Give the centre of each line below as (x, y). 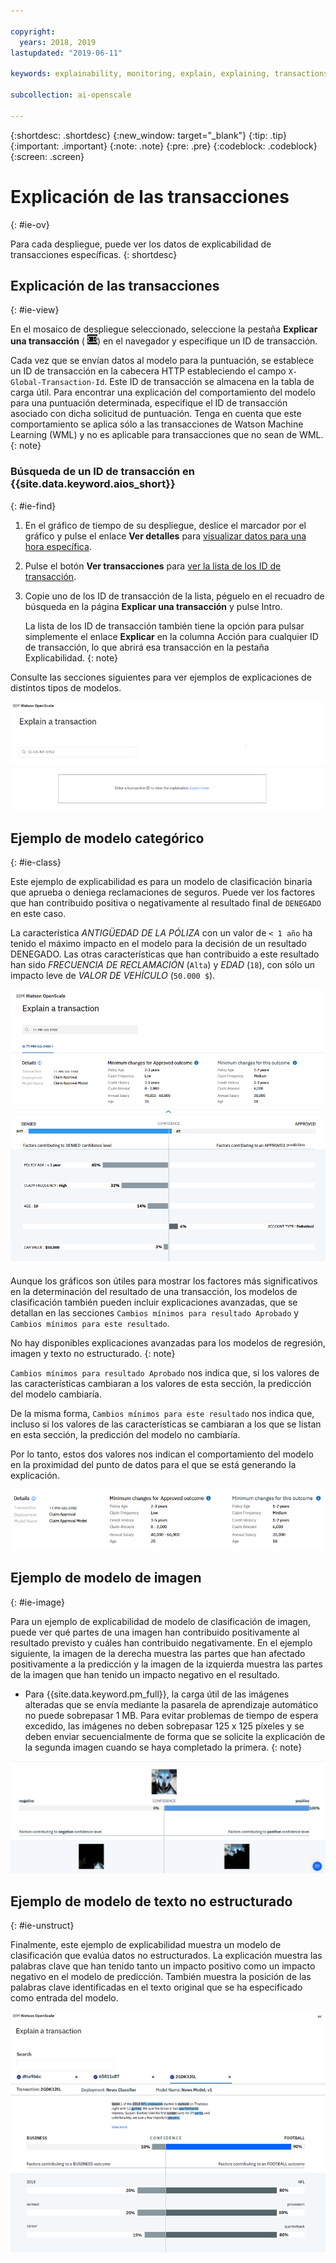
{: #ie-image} (37, 1602)
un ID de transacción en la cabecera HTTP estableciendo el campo (148, 371)
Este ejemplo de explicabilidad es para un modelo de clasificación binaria (161, 882)
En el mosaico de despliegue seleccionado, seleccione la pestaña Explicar (164, 329)
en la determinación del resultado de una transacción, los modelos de (154, 1291)
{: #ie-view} (35, 310)
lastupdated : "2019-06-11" (66, 53)
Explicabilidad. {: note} (71, 657)
